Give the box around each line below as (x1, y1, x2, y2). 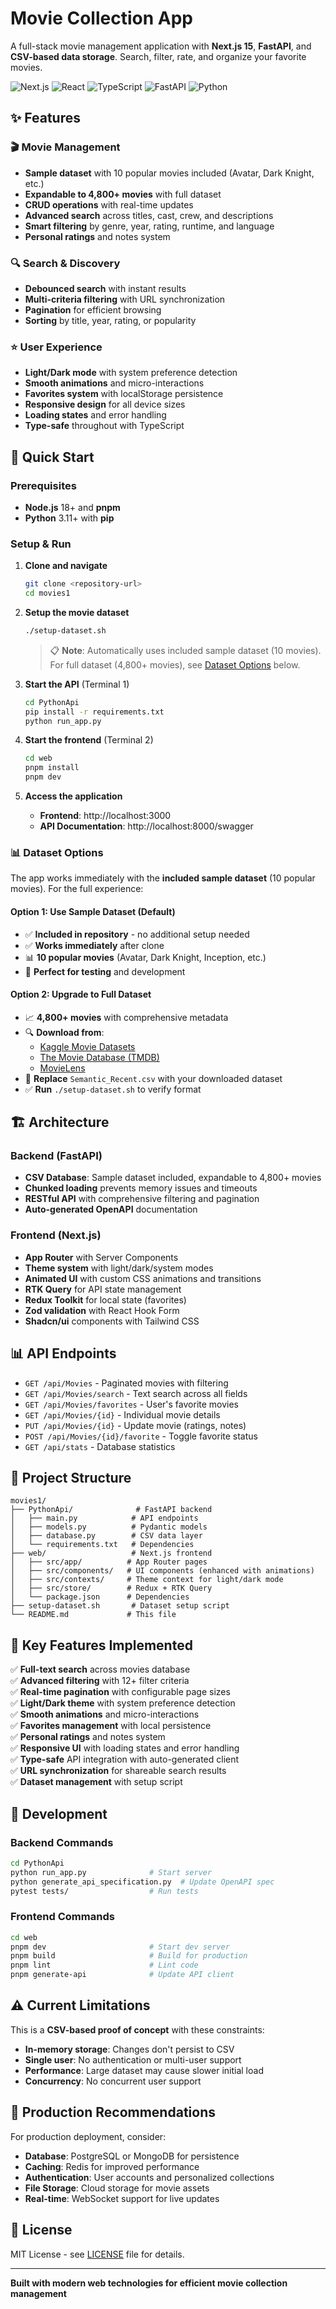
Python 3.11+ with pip (24, 512, 115, 524)
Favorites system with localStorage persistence (24, 388, 224, 400)
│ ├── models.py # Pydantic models (10, 1522, 208, 1532)
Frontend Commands (10, 1910, 115, 1924)
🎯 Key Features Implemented (10, 1637, 193, 1654)
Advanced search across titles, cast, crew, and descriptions (24, 209, 274, 221)
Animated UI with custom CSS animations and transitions (24, 1272, 262, 1284)
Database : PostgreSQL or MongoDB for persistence (24, 2150, 240, 2162)
